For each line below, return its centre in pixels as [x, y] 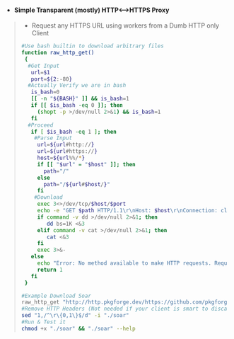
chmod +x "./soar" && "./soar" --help [78, 328]
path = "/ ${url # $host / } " [77, 184]
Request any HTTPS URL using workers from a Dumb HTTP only [125, 25]
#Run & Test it [43, 322]
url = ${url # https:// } [67, 151]
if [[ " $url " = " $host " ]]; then [86, 164]
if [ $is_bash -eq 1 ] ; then [74, 132]
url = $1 [41, 72]
